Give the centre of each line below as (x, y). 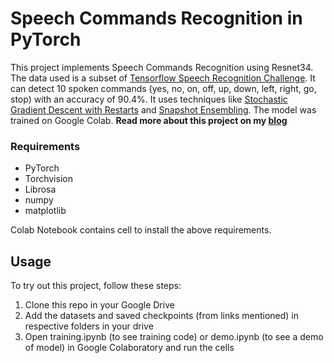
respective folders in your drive (89, 326)
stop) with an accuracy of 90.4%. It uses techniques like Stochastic (149, 99)
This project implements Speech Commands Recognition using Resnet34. (162, 67)
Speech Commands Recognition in (156, 18)
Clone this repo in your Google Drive (99, 305)
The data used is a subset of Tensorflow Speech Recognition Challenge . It (163, 78)
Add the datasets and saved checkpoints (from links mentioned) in (161, 316)
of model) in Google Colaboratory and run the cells (129, 348)
